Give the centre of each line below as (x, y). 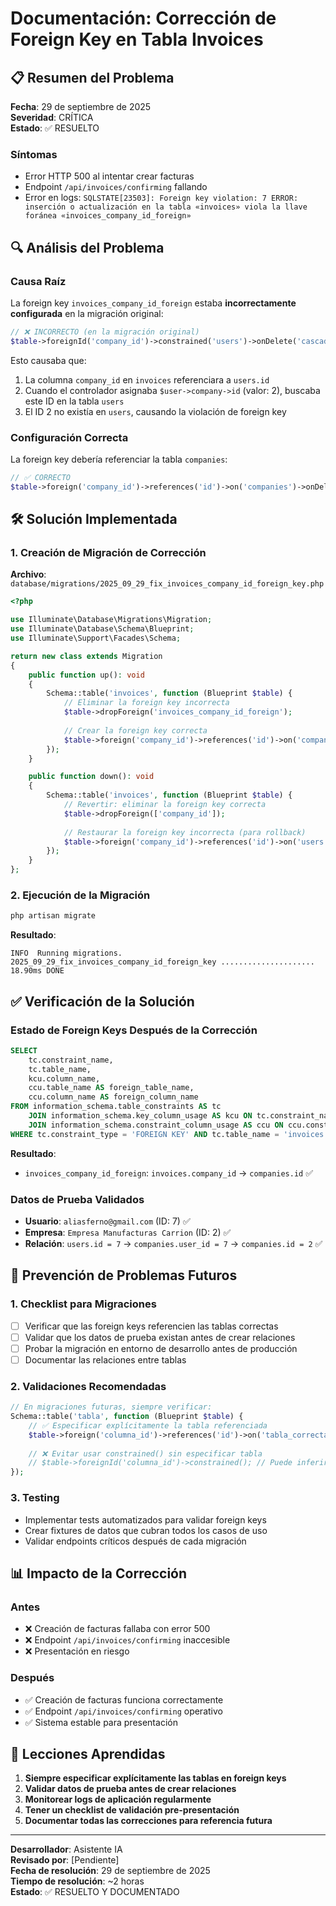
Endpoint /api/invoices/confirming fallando (116, 187)
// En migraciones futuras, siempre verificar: (111, 1407)
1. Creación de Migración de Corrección (108, 553)
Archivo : (28, 574)
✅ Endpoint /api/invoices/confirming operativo (123, 1711)
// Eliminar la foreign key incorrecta (146, 703)
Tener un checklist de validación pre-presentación (132, 1810)
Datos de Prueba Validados (77, 1199)
